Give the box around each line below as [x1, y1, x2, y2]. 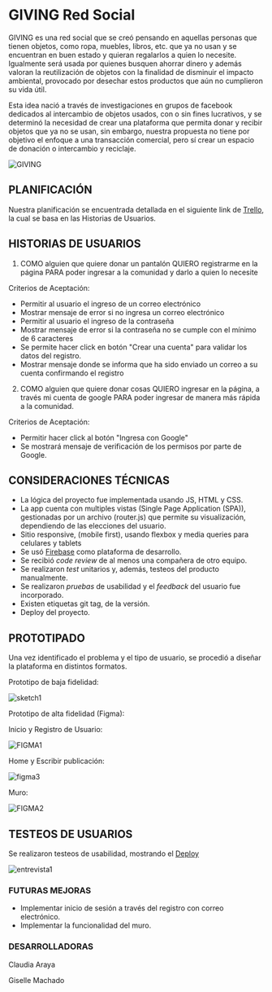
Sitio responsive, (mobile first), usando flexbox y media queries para [19, 529, 249, 539]
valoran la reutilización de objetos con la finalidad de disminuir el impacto [8, 67, 254, 77]
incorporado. [19, 590, 64, 600]
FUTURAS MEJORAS [8, 884, 92, 896]
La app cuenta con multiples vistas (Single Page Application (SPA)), [19, 503, 246, 514]
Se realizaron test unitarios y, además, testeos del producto [19, 564, 219, 574]
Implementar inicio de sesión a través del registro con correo [19, 903, 224, 913]
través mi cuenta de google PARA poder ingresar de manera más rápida [19, 393, 261, 402]
